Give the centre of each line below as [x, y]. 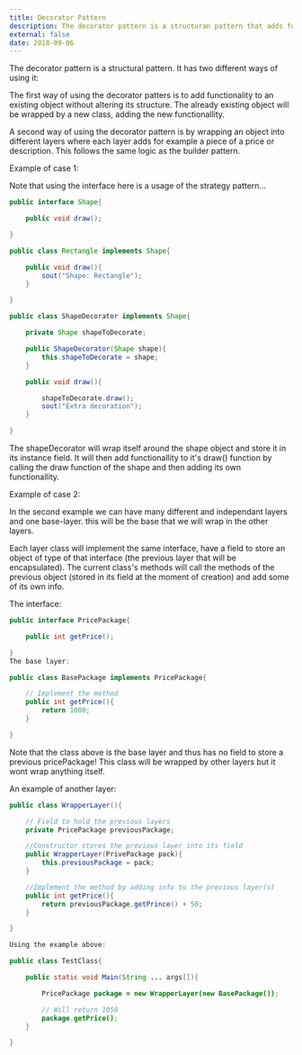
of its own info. [37, 586]
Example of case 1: [44, 168]
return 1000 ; [66, 711]
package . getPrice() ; [80, 1018]
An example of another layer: [63, 789]
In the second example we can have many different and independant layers [148, 512]
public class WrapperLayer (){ [66, 805]
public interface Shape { [56, 202]
